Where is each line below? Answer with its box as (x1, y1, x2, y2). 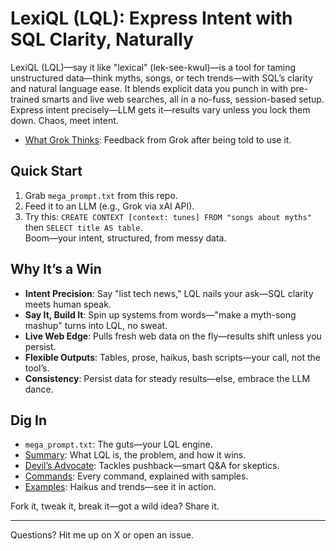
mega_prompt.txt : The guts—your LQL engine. (24, 438, 213, 451)
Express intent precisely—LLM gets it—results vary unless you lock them (10, 103, 311, 116)
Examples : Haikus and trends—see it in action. (24, 481, 217, 493)
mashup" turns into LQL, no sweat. (24, 319, 168, 331)
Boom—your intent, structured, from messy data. (24, 232, 227, 244)
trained (10, 93, 40, 105)
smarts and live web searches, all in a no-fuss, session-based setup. (41, 93, 325, 105)
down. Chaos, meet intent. (10, 114, 119, 126)
